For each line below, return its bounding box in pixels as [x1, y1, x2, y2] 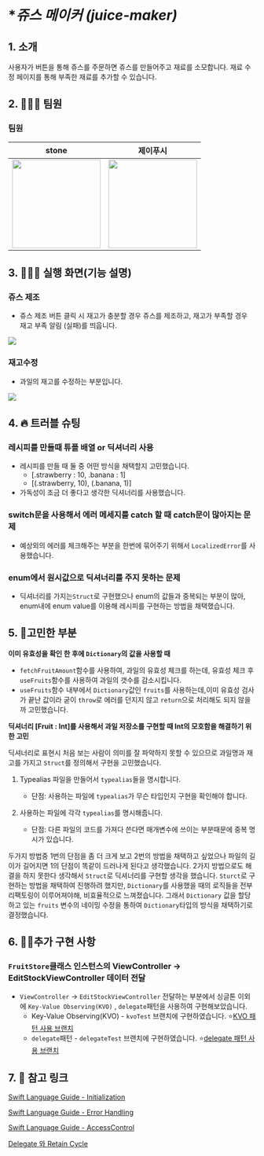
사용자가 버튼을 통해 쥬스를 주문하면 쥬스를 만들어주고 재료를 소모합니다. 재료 [8, 63, 244, 72]
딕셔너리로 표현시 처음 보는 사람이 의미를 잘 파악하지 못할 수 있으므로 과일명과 [8, 747, 245, 758]
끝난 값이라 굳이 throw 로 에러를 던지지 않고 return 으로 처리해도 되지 [27, 695, 236, 704]
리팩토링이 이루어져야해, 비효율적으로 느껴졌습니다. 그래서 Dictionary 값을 [8, 890, 236, 900]
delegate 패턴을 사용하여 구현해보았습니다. [118, 1002, 247, 1011]
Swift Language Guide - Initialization [8, 1092, 126, 1102]
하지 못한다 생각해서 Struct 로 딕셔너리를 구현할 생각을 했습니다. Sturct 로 [22, 871, 247, 880]
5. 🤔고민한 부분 [8, 626, 77, 640]
